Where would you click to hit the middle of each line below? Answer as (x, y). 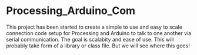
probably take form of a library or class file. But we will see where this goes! (98, 46)
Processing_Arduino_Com (71, 11)
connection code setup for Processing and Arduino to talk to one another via (99, 33)
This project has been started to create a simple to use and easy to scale (94, 27)
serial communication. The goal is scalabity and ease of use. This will (90, 39)
